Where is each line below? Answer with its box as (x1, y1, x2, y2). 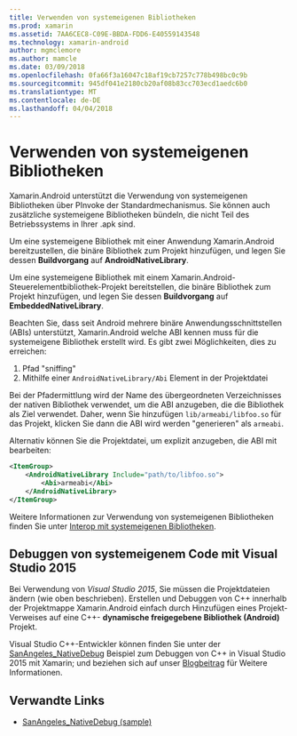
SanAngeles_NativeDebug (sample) (21, 716, 152, 727)
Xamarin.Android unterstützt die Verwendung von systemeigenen (9, 190, 248, 201)
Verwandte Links (9, 692, 105, 708)
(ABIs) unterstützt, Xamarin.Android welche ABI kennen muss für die (9, 327, 259, 338)
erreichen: (9, 346, 47, 356)
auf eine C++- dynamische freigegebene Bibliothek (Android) (49, 612, 280, 623)
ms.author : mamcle (9, 54, 77, 63)
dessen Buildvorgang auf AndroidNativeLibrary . (9, 255, 189, 266)
